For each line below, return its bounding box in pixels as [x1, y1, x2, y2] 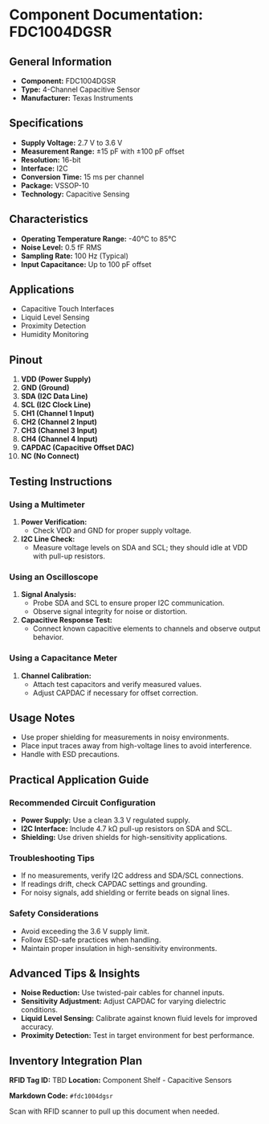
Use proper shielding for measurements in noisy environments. [20, 732, 230, 742]
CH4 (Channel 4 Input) [20, 434, 99, 444]
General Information [9, 55, 112, 68]
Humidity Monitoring [20, 330, 89, 340]
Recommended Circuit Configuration [9, 797, 156, 808]
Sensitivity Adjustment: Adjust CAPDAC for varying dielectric [20, 996, 226, 1007]
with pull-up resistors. [32, 551, 105, 561]
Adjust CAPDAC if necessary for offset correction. [32, 688, 199, 698]
